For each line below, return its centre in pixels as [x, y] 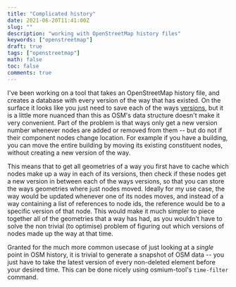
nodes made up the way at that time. [61, 234]
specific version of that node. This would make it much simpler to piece [111, 211]
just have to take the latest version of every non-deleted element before [112, 262]
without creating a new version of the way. [69, 153]
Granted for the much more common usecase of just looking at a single [111, 247]
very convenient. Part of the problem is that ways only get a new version [112, 122]
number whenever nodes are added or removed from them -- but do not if [115, 130]
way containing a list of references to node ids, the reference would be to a [116, 203]
